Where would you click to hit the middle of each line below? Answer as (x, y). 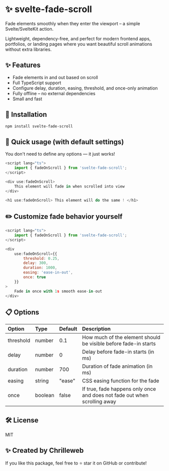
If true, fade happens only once (119, 389)
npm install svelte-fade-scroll (39, 126)
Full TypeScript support (37, 83)
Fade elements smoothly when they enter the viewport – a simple (73, 23)
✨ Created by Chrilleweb (45, 451)
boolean (45, 395)
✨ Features (23, 65)
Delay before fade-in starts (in (118, 352)
